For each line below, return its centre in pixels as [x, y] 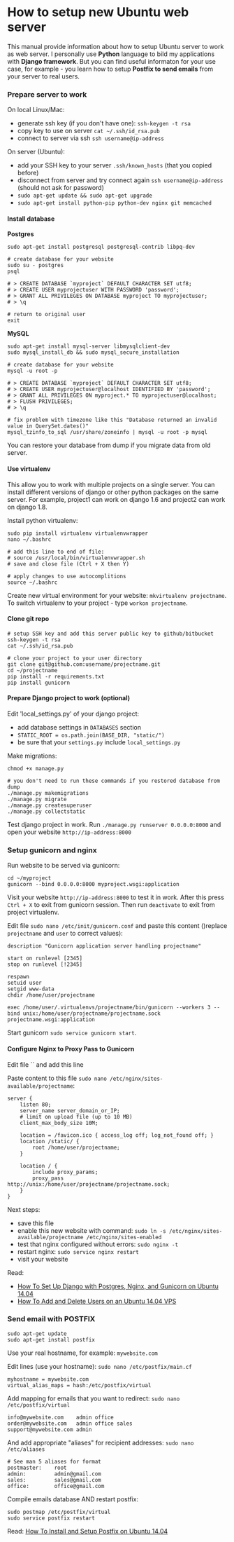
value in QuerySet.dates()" [48, 426]
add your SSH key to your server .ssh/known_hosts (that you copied [114, 165]
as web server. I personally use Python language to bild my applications [111, 54]
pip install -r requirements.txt [56, 676]
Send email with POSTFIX [51, 1319]
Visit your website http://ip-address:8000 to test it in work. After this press [116, 897]
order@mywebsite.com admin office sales [70, 1424]
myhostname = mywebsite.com [48, 1379]
